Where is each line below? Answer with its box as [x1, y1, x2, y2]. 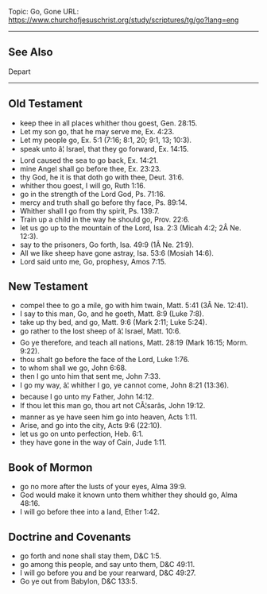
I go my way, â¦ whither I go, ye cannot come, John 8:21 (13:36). [19, 380, 229, 390]
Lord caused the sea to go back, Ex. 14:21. [19, 155, 159, 165]
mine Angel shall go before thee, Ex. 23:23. [19, 164, 161, 173]
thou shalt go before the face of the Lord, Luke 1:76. [19, 355, 190, 364]
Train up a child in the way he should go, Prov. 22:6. [19, 214, 190, 224]
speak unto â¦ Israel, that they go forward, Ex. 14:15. [19, 144, 189, 153]
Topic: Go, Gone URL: [8, 7, 79, 16]
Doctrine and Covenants [8, 530, 131, 543]
